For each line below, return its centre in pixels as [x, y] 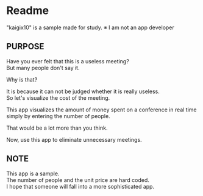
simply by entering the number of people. [59, 116]
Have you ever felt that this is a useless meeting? [68, 61]
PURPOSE [25, 47]
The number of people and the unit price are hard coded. [78, 180]
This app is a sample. [33, 173]
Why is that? [22, 79]
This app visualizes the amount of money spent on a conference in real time [101, 110]
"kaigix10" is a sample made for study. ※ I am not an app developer [91, 27]
